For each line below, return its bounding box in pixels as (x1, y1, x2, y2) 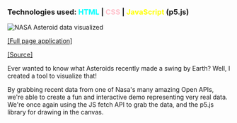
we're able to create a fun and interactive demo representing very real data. (7, 93, 228, 102)
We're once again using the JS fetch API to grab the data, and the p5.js (7, 100, 214, 109)
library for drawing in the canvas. (7, 108, 104, 117)
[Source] (7, 50, 33, 59)
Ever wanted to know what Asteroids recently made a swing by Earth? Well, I (7, 64, 231, 73)
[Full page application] (7, 37, 73, 45)
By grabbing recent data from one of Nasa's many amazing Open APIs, (7, 86, 214, 94)
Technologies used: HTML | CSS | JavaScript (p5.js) (7, 7, 190, 17)
